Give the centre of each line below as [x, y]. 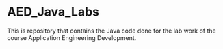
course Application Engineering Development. [72, 37]
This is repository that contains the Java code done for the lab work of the [112, 31]
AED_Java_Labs [53, 12]
